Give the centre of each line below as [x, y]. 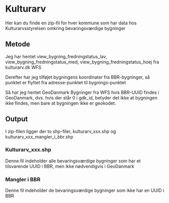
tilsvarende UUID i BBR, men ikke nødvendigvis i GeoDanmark [70, 166]
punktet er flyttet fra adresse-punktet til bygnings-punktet [66, 82]
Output [16, 119]
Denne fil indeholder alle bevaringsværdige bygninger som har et [73, 161]
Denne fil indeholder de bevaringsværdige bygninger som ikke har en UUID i [85, 190]
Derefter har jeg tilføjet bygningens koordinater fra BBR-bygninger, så [78, 77]
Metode [18, 44]
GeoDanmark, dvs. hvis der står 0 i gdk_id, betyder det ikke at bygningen [81, 97]
